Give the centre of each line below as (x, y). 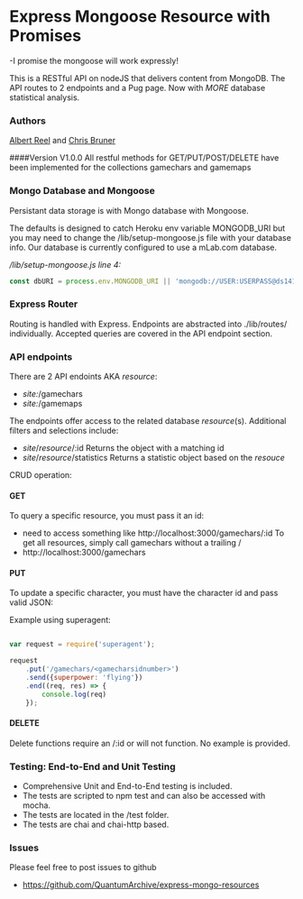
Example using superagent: (60, 620)
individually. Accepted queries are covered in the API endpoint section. (141, 333)
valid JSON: (32, 602)
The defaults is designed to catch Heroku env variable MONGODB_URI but (147, 228)
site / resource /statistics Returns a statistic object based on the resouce (154, 458)
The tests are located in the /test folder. (96, 815)
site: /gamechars (52, 394)
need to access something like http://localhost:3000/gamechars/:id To (153, 533)
